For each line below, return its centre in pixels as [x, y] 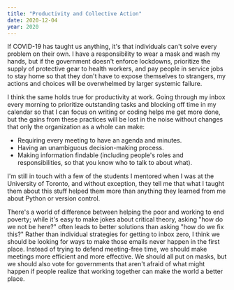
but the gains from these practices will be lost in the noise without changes [115, 119]
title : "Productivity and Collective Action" [74, 14]
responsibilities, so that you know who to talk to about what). [105, 163]
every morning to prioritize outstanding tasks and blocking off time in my [112, 105]
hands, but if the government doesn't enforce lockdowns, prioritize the [109, 61]
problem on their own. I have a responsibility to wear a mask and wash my [114, 54]
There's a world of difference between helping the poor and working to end [116, 212]
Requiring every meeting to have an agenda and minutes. [100, 140]
